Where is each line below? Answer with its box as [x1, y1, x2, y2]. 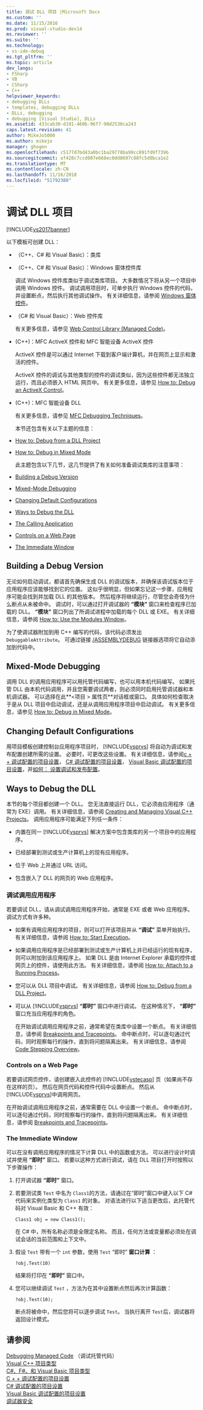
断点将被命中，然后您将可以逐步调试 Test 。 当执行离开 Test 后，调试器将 [14, 1308, 195, 1315]
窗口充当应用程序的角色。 [14, 1010, 79, 1017]
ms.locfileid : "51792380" [6, 178, 71, 184]
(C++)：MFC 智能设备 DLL [14, 399, 82, 406]
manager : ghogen [6, 143, 47, 150]
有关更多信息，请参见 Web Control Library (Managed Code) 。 [14, 325, 169, 332]
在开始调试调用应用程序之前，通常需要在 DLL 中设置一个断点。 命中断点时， [6, 1104, 195, 1111]
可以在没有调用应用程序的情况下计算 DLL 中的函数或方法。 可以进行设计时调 [6, 1148, 195, 1156]
